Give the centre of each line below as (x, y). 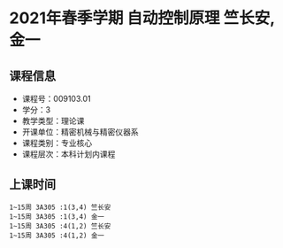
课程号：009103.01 (56, 99)
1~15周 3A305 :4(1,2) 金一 (57, 236)
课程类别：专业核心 (57, 143)
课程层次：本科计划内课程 (69, 154)
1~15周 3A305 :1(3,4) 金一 (57, 217)
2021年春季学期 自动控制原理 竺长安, (142, 18)
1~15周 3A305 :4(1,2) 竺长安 (60, 226)
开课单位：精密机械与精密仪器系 (80, 132)
